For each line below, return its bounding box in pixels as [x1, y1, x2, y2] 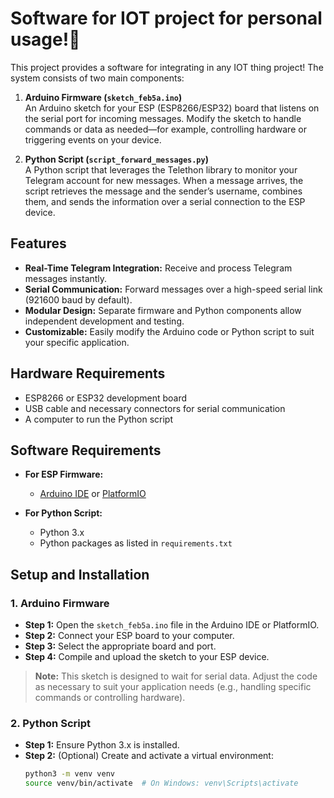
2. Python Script [10, 716, 91, 730]
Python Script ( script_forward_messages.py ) [24, 153, 209, 165]
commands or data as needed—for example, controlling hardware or [24, 123, 307, 135]
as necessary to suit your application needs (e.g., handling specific [34, 681, 312, 693]
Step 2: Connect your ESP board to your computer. [24, 630, 235, 642]
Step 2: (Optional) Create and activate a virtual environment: [24, 750, 274, 762]
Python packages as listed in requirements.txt [39, 537, 233, 549]
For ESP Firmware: [24, 468, 104, 481]
